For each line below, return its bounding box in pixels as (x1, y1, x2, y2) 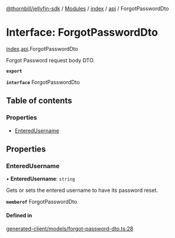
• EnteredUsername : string (6, 175, 76, 182)
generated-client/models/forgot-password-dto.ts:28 (6, 225, 134, 232)
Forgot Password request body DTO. (6, 56, 95, 64)
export (6, 68, 22, 74)
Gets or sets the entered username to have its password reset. (6, 186, 158, 194)
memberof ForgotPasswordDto (6, 198, 77, 205)
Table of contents (6, 96, 72, 106)
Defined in (6, 211, 33, 218)
